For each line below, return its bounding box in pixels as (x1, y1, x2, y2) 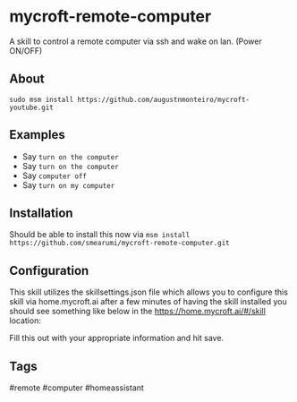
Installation (9, 205, 73, 220)
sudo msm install (9, 95, 74, 104)
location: (9, 315, 42, 326)
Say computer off (21, 170, 88, 181)
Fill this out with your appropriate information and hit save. (9, 333, 225, 344)
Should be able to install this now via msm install (9, 229, 191, 240)
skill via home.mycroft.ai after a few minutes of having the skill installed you (9, 296, 288, 307)
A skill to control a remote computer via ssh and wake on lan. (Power (9, 36, 262, 47)
